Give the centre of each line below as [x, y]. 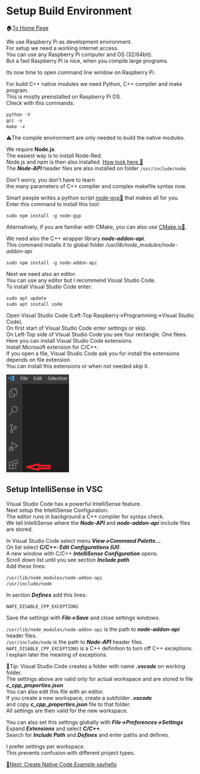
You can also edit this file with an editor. [55, 692]
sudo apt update [26, 298]
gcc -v [14, 121]
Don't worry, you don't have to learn [51, 180]
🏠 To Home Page [27, 27]
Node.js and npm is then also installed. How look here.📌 [75, 162]
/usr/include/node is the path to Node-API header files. [75, 642]
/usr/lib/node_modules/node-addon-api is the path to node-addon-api [93, 629]
